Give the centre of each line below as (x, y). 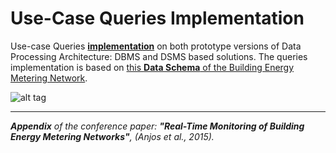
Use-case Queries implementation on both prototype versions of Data (156, 46)
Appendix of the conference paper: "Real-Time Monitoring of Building (157, 126)
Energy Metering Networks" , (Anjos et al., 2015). (112, 136)
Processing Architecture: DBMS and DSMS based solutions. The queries (159, 56)
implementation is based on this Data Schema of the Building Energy (152, 67)
